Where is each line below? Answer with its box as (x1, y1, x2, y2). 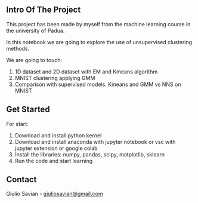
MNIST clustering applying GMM (14, 74, 95, 81)
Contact (6, 174, 37, 184)
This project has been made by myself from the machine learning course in (6, 20, 191, 27)
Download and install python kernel (14, 131, 102, 139)
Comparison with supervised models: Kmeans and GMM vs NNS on (14, 81, 181, 88)
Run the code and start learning (14, 157, 93, 164)
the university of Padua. (6, 27, 65, 34)
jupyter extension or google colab (14, 144, 98, 152)
